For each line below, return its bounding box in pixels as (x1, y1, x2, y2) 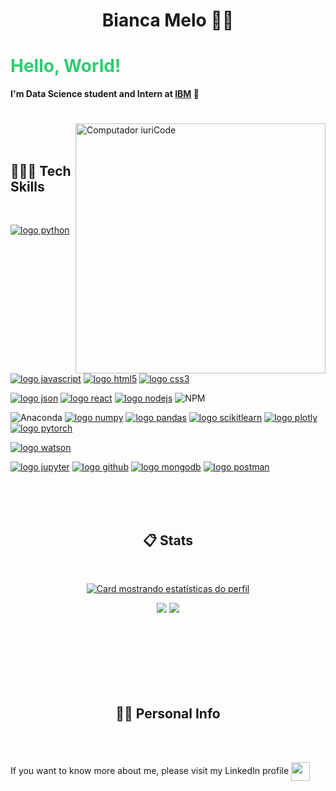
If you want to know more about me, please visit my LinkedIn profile (10, 764, 290, 776)
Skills (10, 178, 45, 195)
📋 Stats (142, 532, 194, 549)
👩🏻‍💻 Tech (10, 162, 72, 179)
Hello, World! (10, 55, 122, 78)
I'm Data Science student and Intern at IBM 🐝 (10, 88, 200, 100)
